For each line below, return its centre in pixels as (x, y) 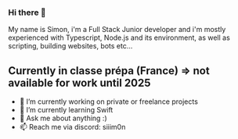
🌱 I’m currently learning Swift (66, 110)
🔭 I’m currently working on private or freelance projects (108, 102)
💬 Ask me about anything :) (63, 118)
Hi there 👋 (27, 12)
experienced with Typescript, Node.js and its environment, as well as (119, 37)
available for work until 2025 (79, 82)
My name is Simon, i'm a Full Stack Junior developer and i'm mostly (117, 30)
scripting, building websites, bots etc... (70, 46)
